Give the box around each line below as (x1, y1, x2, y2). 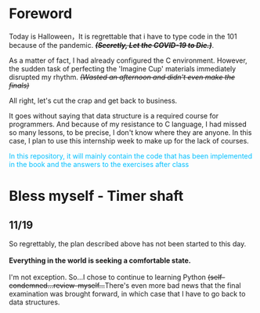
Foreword (9, 5, 73, 23)
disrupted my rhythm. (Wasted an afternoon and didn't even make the (9, 72, 236, 82)
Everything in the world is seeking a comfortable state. (9, 256, 191, 265)
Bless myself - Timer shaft (9, 187, 184, 205)
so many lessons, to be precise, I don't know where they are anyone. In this (9, 127, 252, 137)
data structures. (9, 297, 60, 307)
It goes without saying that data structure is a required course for (9, 111, 219, 120)
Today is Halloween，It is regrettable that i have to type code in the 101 (9, 31, 237, 41)
